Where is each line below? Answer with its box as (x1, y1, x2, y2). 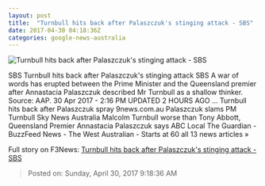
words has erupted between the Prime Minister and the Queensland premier (8, 79, 257, 89)
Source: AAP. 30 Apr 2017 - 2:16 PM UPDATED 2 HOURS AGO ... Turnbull (8, 96, 248, 105)
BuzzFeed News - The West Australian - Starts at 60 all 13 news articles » (8, 130, 249, 139)
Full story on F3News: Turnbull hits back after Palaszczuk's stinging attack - (8, 145, 257, 154)
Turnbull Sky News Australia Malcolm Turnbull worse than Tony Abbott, (8, 112, 241, 123)
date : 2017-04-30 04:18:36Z (8, 26, 102, 34)
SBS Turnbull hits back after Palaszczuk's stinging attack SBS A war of (8, 70, 240, 80)
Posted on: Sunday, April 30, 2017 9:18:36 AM (27, 169, 178, 178)
